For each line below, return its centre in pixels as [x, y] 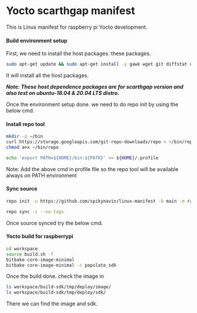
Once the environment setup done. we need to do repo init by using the [92, 104]
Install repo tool [26, 124]
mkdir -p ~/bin [25, 137]
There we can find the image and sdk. [52, 304]
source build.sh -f [30, 254]
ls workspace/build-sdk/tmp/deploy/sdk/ [56, 292]
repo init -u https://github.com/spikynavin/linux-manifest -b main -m [95, 201]
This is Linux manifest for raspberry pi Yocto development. [77, 27]
